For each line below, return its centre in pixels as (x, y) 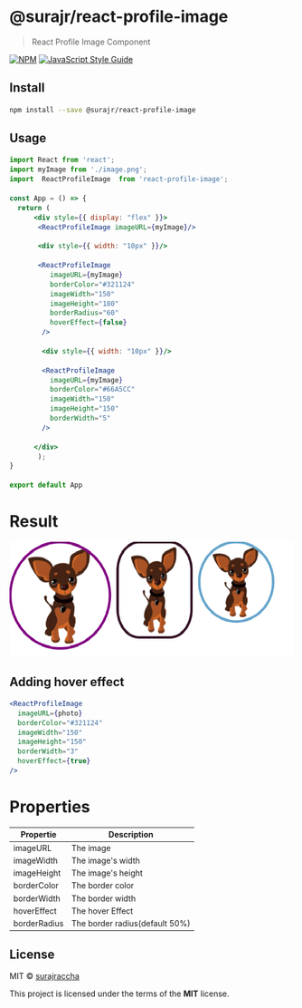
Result (34, 522)
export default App (46, 485)
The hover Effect (102, 911)
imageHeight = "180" (84, 304)
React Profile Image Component (91, 42)
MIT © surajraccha (44, 976)
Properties (50, 807)
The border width (104, 898)
